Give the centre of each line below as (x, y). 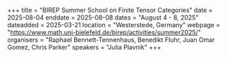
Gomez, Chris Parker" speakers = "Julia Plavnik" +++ (84, 47)
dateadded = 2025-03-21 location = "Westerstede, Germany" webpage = (114, 25)
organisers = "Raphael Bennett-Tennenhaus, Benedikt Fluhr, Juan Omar (111, 40)
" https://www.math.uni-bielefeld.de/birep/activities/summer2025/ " (104, 32)
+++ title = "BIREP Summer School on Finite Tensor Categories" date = (110, 10)
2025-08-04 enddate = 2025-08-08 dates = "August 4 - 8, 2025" (103, 17)
